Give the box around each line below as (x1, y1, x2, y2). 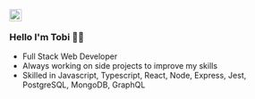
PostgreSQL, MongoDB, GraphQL (21, 79, 146, 90)
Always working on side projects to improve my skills (21, 61, 217, 71)
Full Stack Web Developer (21, 51, 118, 62)
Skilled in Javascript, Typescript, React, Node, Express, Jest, (21, 70, 247, 81)
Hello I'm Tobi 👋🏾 (9, 30, 85, 43)
